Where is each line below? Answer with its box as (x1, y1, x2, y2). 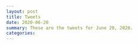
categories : (6, 30, 35, 36)
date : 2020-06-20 (6, 19, 49, 25)
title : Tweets (6, 14, 41, 20)
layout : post (6, 8, 38, 15)
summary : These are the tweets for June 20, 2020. (6, 25, 133, 31)
